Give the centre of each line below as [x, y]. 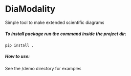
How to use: [18, 56]
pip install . [20, 45]
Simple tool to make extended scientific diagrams [55, 22]
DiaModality [30, 9]
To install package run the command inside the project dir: [66, 34]
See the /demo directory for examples [43, 68]
